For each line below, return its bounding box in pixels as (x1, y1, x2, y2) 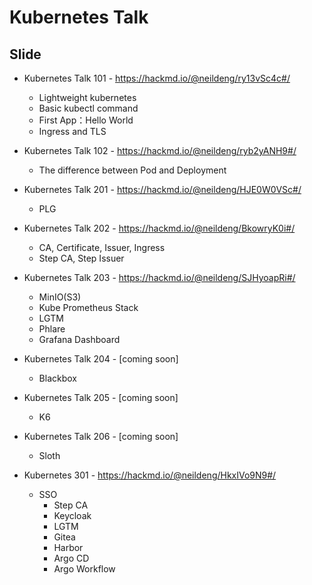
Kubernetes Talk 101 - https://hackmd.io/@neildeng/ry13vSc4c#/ (23, 72, 291, 84)
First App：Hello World (38, 114, 134, 126)
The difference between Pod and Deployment (38, 164, 227, 176)
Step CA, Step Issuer (38, 252, 125, 264)
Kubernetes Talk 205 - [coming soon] (23, 392, 179, 403)
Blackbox (38, 372, 77, 384)
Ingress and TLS (38, 126, 107, 137)
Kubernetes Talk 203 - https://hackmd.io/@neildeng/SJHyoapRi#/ (23, 272, 296, 283)
